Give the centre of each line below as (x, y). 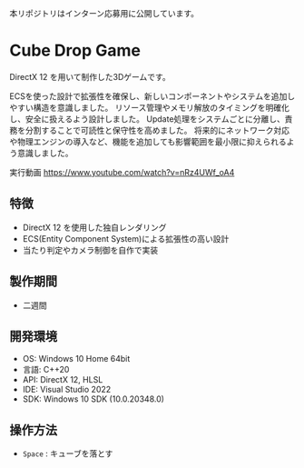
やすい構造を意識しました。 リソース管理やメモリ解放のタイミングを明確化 (150, 107)
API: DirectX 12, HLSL (63, 380)
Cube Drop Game (75, 50)
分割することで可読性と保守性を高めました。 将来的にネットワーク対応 (157, 130)
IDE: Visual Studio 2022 (67, 390)
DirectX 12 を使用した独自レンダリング (94, 227)
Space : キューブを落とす (68, 453)
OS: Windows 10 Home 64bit (76, 359)
